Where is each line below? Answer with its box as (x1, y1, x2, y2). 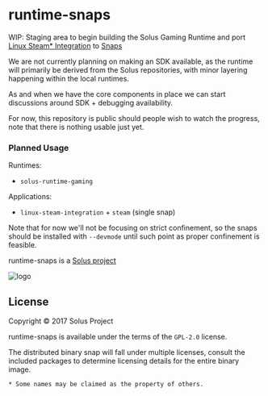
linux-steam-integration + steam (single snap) (19, 207, 176, 217)
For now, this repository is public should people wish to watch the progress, (8, 113, 260, 123)
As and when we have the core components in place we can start (8, 89, 226, 98)
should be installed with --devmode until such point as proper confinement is (8, 231, 260, 241)
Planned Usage (8, 142, 69, 153)
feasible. (8, 240, 37, 250)
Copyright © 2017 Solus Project (8, 316, 114, 326)
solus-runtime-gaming (19, 177, 93, 186)
